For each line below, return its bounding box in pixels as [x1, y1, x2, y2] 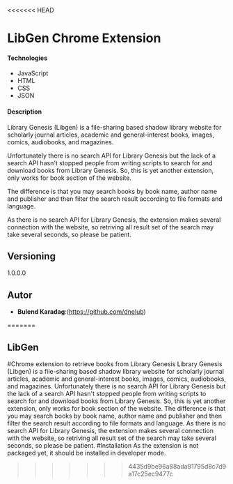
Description [7, 107, 42, 116]
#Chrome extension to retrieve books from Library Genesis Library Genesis [7, 360, 223, 368]
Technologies [7, 54, 48, 62]
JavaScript [17, 69, 49, 77]
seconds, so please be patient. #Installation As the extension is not [7, 441, 199, 450]
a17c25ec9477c [128, 470, 173, 478]
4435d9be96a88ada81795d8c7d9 [128, 462, 227, 471]
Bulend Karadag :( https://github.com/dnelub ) [17, 308, 146, 316]
